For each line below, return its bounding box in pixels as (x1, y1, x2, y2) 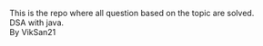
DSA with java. (9, 17, 65, 28)
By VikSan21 (9, 27, 56, 37)
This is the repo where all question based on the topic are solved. (9, 8, 255, 18)
